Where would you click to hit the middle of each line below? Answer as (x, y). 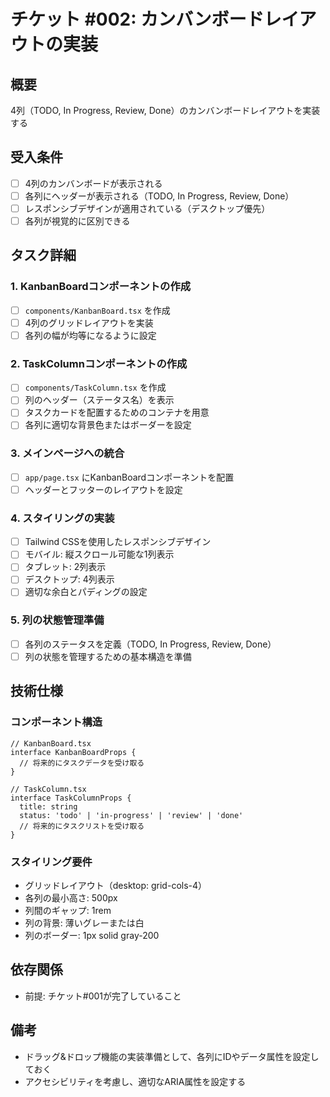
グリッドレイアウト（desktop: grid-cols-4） (116, 885)
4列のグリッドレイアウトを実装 (89, 322)
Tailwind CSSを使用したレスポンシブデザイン (118, 542)
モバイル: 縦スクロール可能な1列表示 (99, 554)
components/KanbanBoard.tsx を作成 (97, 310)
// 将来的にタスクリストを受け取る (82, 826)
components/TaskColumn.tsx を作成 (95, 387)
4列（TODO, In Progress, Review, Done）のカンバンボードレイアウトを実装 (165, 110)
